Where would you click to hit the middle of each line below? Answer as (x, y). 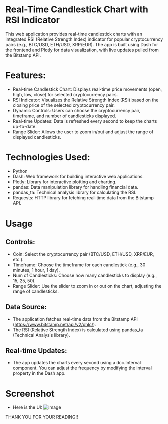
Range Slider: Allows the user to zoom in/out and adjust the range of (83, 132)
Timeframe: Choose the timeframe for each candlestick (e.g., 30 (79, 265)
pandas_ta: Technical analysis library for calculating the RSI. (74, 192)
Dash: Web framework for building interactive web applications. (78, 176)
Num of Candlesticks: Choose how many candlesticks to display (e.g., (85, 275)
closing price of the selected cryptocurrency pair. (64, 105)
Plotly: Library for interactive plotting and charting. (64, 182)
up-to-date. (24, 126)
